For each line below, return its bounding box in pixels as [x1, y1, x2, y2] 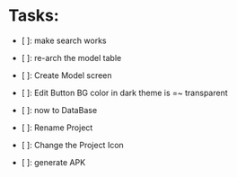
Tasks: [8, 5, 59, 26]
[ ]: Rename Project [21, 122, 93, 133]
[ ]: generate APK [21, 156, 86, 167]
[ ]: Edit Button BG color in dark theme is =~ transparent [21, 87, 228, 98]
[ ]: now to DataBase [21, 104, 98, 115]
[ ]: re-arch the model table [21, 52, 122, 63]
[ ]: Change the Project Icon [21, 139, 125, 150]
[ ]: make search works [21, 35, 107, 46]
